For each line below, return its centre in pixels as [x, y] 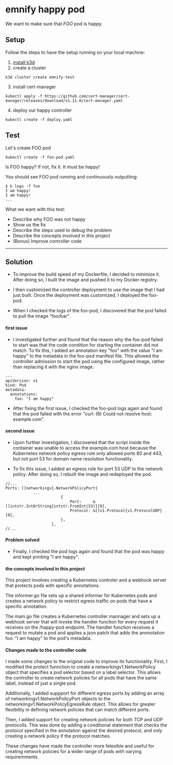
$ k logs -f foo [23, 186]
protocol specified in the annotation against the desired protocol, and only [84, 731]
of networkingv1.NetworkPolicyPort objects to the [58, 699]
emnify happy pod [45, 10]
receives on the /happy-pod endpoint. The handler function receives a [80, 627]
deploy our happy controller [42, 110]
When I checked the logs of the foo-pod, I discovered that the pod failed [89, 311]
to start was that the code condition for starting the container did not [85, 345]
